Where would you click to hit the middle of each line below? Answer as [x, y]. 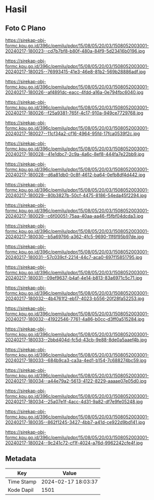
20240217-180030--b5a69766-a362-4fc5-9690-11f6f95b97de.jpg [74, 237]
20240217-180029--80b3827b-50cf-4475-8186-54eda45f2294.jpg [76, 195]
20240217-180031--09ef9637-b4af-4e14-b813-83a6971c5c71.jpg [74, 278]
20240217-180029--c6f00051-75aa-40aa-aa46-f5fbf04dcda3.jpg [74, 216]
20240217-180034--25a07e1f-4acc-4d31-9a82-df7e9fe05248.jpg [74, 402]
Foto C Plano [25, 28]
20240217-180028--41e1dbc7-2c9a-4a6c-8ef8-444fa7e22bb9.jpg [75, 154]
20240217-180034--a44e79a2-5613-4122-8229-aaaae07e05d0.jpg [76, 381]
